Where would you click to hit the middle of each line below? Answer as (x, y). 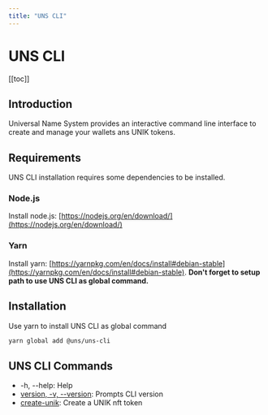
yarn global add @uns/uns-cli (60, 341)
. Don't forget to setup (222, 272)
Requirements (45, 158)
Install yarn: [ (30, 263)
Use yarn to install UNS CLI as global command (88, 326)
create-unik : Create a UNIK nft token (81, 403)
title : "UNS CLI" (38, 16)
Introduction (41, 104)
